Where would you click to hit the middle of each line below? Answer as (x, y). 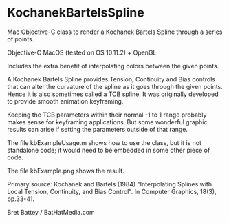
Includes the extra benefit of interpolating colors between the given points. (113, 66)
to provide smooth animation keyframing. (65, 101)
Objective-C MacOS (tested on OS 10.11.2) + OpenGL (82, 52)
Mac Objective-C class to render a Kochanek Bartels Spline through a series (115, 32)
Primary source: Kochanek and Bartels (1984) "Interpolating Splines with (109, 184)
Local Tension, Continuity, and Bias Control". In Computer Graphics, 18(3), (112, 191)
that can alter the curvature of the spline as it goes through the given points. (115, 86)
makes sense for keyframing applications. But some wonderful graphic (107, 122)
